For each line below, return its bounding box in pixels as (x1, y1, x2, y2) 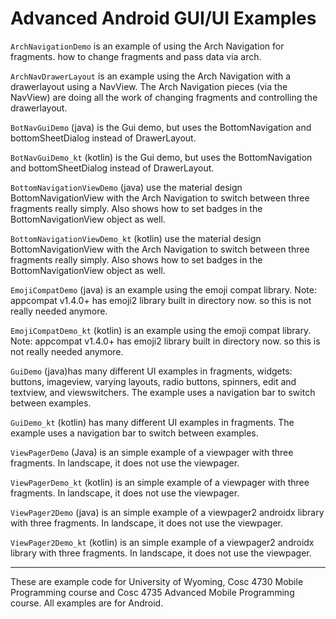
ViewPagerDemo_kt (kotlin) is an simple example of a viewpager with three (10, 476, 310, 488)
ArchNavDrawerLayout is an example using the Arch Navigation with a (10, 70, 292, 82)
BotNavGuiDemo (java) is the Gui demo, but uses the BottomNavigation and (10, 121, 312, 133)
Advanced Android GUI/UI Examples (10, 7, 317, 30)
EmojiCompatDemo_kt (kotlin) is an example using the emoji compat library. (10, 324, 312, 336)
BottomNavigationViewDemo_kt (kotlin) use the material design (10, 232, 262, 244)
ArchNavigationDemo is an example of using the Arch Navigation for (10, 40, 285, 52)
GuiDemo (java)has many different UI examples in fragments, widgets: (10, 365, 293, 377)
